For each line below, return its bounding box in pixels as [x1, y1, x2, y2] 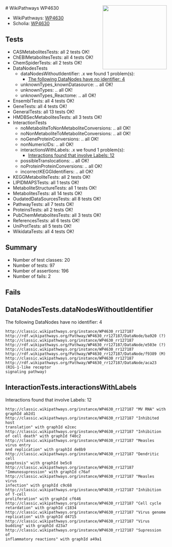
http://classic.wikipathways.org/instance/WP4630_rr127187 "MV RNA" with [5, 407, 166, 412]
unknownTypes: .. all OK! [20, 87, 73, 93]
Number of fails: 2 [12, 273, 51, 279]
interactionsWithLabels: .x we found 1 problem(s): [20, 146, 125, 153]
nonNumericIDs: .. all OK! [20, 141, 74, 148]
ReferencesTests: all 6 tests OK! [12, 217, 80, 223]
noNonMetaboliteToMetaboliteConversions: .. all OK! [20, 130, 131, 136]
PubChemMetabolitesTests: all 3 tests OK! [12, 212, 101, 218]
